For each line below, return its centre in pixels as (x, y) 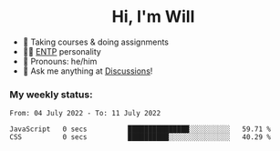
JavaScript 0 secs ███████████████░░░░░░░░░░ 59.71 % (140, 129)
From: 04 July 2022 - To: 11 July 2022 (85, 114)
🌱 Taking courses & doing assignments (96, 42)
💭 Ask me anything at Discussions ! (88, 71)
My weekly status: (51, 95)
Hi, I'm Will (153, 17)
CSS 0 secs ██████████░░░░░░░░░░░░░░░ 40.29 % (140, 137)
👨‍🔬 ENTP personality (62, 51)
